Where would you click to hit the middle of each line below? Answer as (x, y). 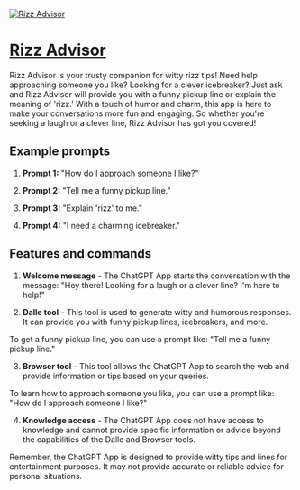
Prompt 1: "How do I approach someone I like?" (110, 173)
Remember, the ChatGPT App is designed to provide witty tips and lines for (149, 457)
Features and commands (80, 254)
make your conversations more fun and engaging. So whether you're (137, 113)
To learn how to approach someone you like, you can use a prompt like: (142, 393)
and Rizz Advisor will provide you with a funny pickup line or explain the (143, 94)
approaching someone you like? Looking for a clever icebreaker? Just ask (146, 85)
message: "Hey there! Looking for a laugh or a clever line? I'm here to (151, 285)
